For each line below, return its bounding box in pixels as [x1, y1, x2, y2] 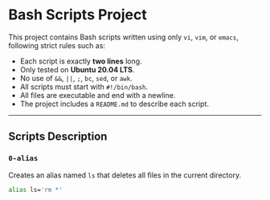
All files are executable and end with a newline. [19, 90, 176, 100]
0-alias [8, 154, 39, 163]
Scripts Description [8, 130, 108, 144]
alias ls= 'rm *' [8, 186, 63, 194]
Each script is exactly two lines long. [19, 56, 142, 66]
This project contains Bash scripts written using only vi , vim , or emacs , [8, 32, 239, 42]
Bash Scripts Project [8, 6, 147, 24]
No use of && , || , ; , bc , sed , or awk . [19, 73, 133, 83]
